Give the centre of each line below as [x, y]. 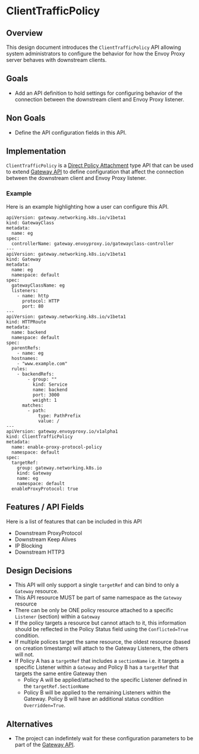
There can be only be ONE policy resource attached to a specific [94, 610]
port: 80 [33, 306]
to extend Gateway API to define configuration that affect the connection [95, 172]
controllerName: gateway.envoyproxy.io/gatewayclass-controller [93, 243]
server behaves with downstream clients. [56, 60]
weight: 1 [45, 400]
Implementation [36, 151]
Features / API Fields [45, 507]
